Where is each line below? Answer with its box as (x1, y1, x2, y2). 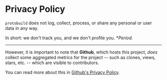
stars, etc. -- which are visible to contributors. (5, 60, 99, 66)
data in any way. (5, 25, 39, 31)
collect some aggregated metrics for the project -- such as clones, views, (5, 54, 156, 60)
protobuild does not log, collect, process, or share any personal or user (5, 20, 153, 26)
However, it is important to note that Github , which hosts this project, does (5, 49, 158, 55)
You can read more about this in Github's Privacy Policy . (5, 69, 120, 75)
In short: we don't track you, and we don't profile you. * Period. (5, 35, 133, 41)
